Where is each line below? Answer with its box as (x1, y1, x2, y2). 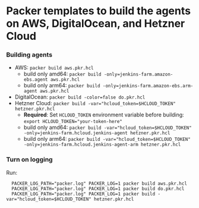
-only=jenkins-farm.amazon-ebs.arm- (103, 83, 194, 89)
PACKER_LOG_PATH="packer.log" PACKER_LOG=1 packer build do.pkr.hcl (11, 185, 185, 191)
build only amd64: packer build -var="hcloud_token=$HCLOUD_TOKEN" (23, 124, 192, 131)
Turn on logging (6, 156, 53, 164)
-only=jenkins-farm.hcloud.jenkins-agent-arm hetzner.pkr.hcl (23, 141, 181, 148)
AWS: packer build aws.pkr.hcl (14, 64, 94, 71)
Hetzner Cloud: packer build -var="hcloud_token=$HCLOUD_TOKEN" (14, 100, 176, 107)
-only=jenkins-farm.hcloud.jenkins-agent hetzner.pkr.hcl (23, 130, 170, 136)
